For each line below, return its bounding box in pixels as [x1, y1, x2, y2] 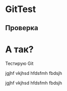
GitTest [5, 4, 36, 15]
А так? [5, 44, 34, 55]
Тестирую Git [5, 60, 34, 66]
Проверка [5, 24, 39, 32]
